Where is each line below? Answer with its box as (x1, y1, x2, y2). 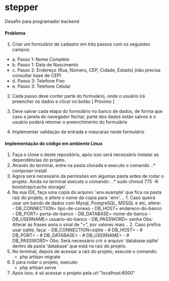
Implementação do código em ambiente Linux (5, 140, 103, 146)
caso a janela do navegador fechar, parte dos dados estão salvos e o (12, 113, 156, 120)
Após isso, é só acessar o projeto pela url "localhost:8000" (12, 270, 135, 276)
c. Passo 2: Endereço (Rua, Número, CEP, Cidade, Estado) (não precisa (12, 67, 160, 73)
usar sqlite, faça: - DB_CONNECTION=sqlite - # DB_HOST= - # (12, 227, 143, 233)
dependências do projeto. (12, 157, 66, 163)
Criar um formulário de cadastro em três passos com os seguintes (12, 41, 150, 47)
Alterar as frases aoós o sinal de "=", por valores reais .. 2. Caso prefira (12, 222, 161, 228)
